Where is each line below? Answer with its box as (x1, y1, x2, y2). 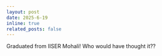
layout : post (6, 9, 40, 15)
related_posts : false (6, 26, 62, 32)
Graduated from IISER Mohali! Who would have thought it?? (6, 43, 156, 50)
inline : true (6, 20, 40, 26)
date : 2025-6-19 (6, 15, 48, 21)
